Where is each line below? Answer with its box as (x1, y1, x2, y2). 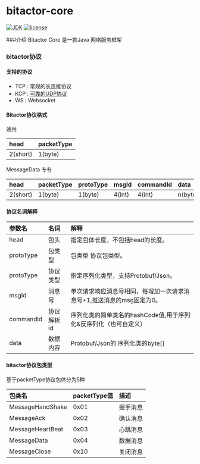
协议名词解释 (6, 208, 37, 215)
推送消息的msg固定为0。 (92, 296, 162, 305)
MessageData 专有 (6, 166, 52, 173)
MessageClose (9, 447, 51, 456)
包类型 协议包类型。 (70, 252, 126, 260)
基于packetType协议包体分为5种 (6, 376, 85, 383)
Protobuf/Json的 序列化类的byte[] (70, 339, 165, 347)
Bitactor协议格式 (6, 111, 48, 118)
